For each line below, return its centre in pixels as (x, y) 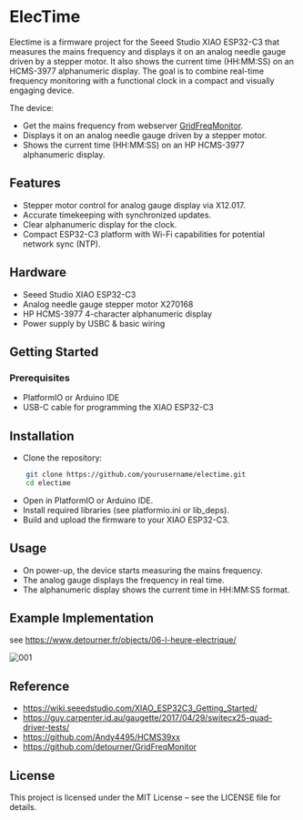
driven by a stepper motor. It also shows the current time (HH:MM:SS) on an (151, 61)
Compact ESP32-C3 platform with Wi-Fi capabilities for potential (144, 234)
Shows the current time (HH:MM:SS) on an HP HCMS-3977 (133, 145)
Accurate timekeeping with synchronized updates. (117, 215)
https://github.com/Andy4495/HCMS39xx (101, 737)
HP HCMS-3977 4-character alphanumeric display (117, 314)
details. (23, 807)
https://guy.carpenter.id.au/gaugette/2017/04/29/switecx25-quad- (147, 718)
